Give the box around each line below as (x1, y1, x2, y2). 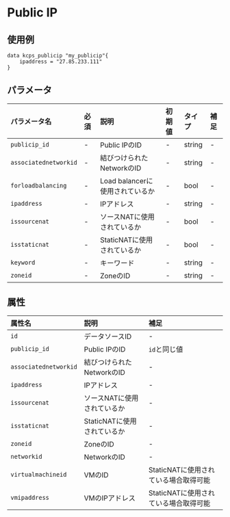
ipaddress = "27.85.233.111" (19, 58, 103, 65)
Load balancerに (100, 176, 153, 185)
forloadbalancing (10, 181, 67, 189)
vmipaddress (10, 494, 50, 501)
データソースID (84, 332, 132, 341)
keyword (10, 258, 36, 266)
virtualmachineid (10, 470, 67, 478)
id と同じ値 (148, 344, 183, 354)
